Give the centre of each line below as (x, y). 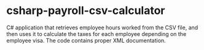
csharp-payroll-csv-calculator (86, 11)
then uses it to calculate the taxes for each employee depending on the (96, 34)
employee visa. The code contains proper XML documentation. (86, 40)
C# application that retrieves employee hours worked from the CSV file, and (102, 27)
